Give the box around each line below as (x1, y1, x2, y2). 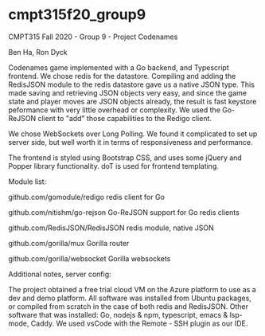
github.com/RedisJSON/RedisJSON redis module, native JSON (8, 223, 215, 232)
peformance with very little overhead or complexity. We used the (8, 105, 221, 115)
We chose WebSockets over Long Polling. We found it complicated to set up (8, 129, 258, 139)
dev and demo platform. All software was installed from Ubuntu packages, (8, 293, 252, 303)
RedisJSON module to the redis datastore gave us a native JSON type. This (8, 80, 255, 89)
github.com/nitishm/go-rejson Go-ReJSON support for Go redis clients (8, 207, 240, 217)
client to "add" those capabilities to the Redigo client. (37, 113, 212, 123)
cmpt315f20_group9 (8, 6, 146, 24)
